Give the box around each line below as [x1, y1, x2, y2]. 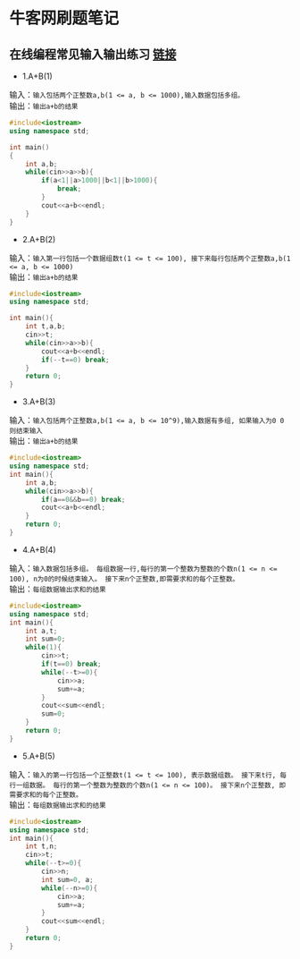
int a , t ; [25, 626, 58, 635]
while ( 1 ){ [25, 643, 62, 652]
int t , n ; [25, 842, 58, 851]
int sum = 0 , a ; [41, 875, 94, 884]
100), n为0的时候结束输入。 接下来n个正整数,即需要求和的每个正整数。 [9, 574, 239, 583]
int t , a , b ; [25, 322, 66, 331]
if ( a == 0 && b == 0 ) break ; [41, 495, 126, 504]
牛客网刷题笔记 [9, 8, 120, 29]
